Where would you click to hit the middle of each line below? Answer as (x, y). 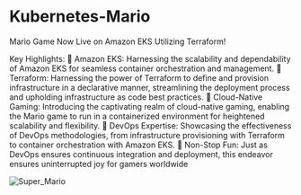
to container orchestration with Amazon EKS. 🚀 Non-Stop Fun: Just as (138, 145)
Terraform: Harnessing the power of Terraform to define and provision (139, 77)
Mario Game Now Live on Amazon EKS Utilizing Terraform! (118, 41)
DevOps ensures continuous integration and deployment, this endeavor (142, 154)
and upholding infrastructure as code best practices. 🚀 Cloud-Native (136, 97)
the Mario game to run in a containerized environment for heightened (137, 116)
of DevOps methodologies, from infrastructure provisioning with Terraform (147, 135)
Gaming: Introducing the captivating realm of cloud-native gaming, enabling (150, 106)
